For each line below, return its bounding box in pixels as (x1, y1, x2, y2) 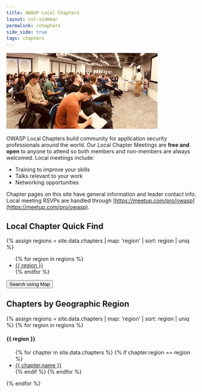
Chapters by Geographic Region (6, 299, 129, 309)
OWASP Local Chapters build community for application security (6, 135, 168, 142)
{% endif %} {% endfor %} (15, 368, 82, 375)
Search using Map (9, 281, 50, 287)
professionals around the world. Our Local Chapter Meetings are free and (6, 141, 189, 148)
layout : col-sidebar (6, 16, 59, 22)
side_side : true (6, 29, 47, 35)
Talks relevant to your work (15, 173, 83, 180)
